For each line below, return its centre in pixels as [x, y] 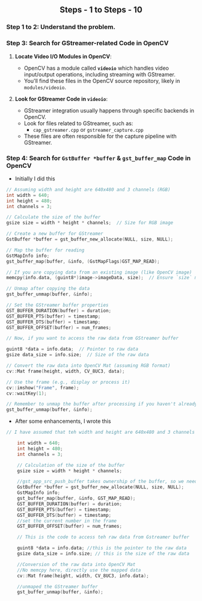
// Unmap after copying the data [48, 289]
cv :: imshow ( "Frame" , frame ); [43, 387]
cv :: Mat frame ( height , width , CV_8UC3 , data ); [66, 371]
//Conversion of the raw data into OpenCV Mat [76, 564]
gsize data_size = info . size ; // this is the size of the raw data [103, 554]
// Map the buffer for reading [45, 250]
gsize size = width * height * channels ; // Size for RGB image [90, 223]
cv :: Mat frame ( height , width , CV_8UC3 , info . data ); [83, 576]
